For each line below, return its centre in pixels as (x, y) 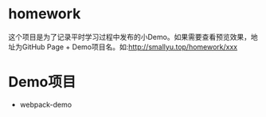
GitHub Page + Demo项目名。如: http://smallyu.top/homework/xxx (129, 47)
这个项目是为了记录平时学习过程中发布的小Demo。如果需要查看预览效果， (129, 37)
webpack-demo (46, 104)
